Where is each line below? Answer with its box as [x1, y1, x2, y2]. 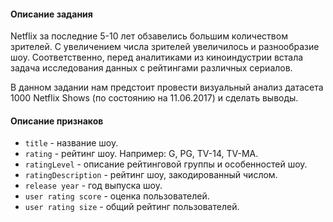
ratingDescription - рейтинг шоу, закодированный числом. [24, 169, 278, 181]
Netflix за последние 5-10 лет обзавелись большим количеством [10, 30, 288, 42]
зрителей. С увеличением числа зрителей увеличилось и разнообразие [10, 41, 320, 53]
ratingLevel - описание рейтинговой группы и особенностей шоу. [24, 158, 308, 170]
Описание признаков [10, 115, 104, 127]
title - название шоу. [24, 137, 119, 149]
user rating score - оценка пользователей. [24, 190, 210, 202]
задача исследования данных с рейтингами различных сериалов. [10, 62, 293, 74]
